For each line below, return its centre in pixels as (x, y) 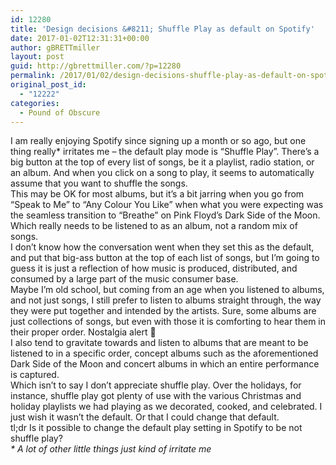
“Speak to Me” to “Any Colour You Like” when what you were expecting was (167, 205)
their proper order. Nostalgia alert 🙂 (83, 332)
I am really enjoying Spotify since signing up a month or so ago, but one (158, 141)
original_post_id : (48, 85)
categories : (35, 103)
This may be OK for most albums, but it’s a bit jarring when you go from (157, 194)
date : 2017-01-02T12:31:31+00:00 (80, 38)
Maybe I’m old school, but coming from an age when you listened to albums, (167, 290)
